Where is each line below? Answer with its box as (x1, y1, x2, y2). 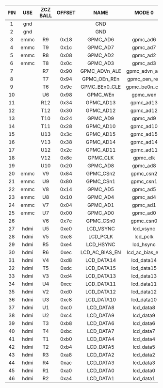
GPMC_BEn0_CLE (81, 83, 121, 90)
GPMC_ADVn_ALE (80, 68, 121, 74)
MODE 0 (134, 9, 154, 16)
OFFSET (56, 9, 76, 16)
